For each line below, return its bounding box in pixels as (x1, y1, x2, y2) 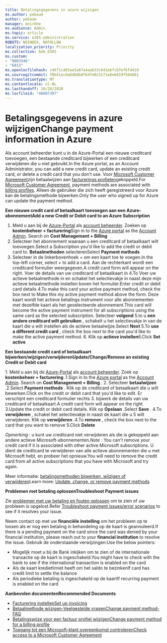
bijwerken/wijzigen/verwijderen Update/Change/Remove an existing (5, 354, 149, 360)
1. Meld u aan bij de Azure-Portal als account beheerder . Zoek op (5, 369, 138, 375)
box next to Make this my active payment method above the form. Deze (12, 292, 159, 298)
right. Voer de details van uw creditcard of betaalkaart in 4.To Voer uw (12, 270, 157, 276)
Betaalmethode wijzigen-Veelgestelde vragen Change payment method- (12, 606, 160, 612)
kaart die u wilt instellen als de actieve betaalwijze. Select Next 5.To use (12, 323, 159, 329)
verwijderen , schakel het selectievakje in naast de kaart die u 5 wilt (5, 411, 145, 417)
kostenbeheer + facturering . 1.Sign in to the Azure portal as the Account (5, 374, 154, 380)
